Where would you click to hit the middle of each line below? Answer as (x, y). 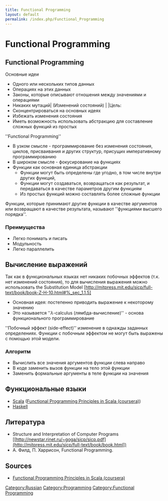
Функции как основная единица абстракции (60, 167)
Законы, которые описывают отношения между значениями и (79, 95)
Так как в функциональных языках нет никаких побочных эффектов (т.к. (82, 277)
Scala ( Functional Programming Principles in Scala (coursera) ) (77, 401)
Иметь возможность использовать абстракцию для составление (82, 121)
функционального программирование (53, 318)
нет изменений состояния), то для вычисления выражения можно (76, 282)
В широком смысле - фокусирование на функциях (66, 162)
